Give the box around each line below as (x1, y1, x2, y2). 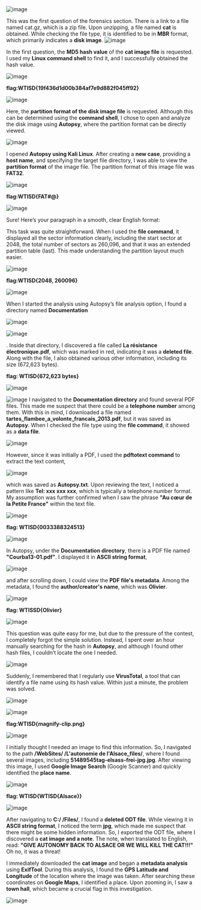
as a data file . (6, 428, 41, 435)
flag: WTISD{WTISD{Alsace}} (6, 792, 82, 800)
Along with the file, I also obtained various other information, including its (6, 354, 187, 362)
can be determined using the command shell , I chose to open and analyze (6, 115, 191, 121)
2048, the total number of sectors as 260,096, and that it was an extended (6, 241, 191, 248)
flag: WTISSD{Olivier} (6, 606, 62, 613)
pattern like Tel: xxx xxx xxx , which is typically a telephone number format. (6, 488, 192, 494)
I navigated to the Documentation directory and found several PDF (29, 396, 195, 403)
